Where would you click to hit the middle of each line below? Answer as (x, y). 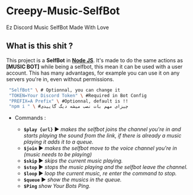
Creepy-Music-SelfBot (63, 11)
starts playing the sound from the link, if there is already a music (102, 136)
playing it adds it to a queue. (58, 142)
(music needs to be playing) (58, 155)
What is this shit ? (40, 46)
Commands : (30, 118)
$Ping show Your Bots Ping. (57, 186)
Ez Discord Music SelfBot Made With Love (58, 27)
